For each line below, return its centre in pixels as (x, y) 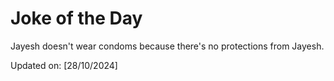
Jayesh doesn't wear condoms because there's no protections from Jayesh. (167, 46)
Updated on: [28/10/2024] (64, 65)
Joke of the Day (76, 18)
